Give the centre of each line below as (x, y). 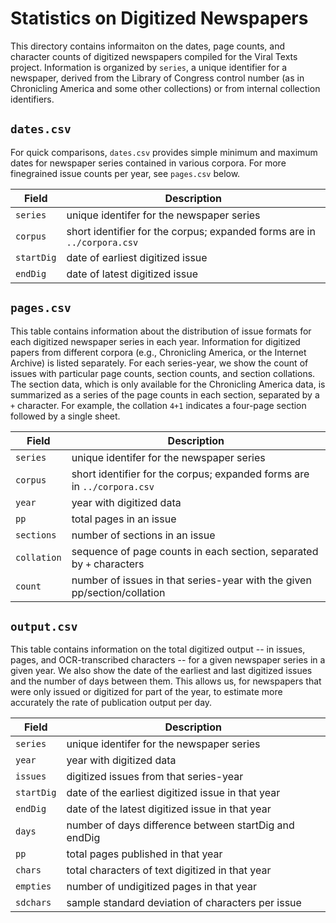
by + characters (108, 564)
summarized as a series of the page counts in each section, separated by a (165, 394)
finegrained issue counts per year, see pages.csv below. (125, 173)
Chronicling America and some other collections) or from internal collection (165, 88)
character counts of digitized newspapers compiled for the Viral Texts (154, 56)
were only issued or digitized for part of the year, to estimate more (146, 692)
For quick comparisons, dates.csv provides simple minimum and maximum (164, 152)
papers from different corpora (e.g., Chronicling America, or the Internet (158, 352)
